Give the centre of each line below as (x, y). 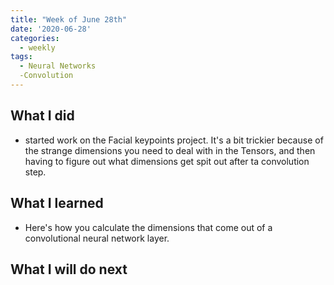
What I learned (57, 203)
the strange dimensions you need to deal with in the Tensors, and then (170, 150)
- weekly (37, 47)
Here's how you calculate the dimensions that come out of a (148, 227)
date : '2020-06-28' (51, 29)
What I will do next (69, 269)
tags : (21, 57)
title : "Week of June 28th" (69, 19)
